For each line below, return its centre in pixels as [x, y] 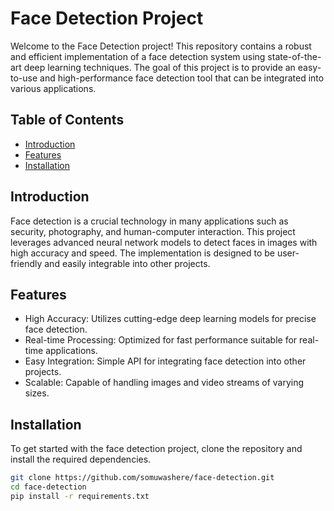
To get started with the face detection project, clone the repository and [156, 449]
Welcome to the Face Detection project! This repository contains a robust [161, 46]
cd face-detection [48, 487]
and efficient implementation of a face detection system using [138, 56]
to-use [24, 78]
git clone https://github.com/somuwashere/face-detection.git [142, 478]
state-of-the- [294, 56]
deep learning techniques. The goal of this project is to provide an [159, 67]
